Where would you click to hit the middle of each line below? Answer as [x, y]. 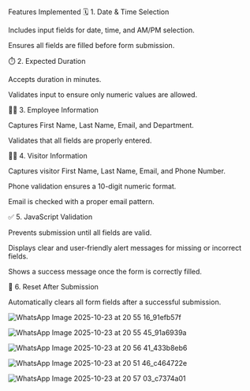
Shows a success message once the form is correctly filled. [105, 272]
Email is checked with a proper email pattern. [82, 201]
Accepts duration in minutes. [55, 79]
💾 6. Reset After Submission [53, 287]
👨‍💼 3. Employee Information [53, 110]
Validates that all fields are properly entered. [80, 140]
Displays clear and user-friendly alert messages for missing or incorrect [125, 248]
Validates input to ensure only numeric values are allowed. [103, 95]
